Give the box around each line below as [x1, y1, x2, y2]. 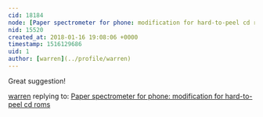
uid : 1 [8, 48, 30, 55]
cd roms [23, 99, 51, 109]
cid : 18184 [8, 11, 44, 19]
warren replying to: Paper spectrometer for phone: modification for [8, 91, 224, 101]
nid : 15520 [8, 26, 44, 34]
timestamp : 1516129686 [8, 41, 82, 48]
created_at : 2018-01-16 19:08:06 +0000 [8, 33, 139, 41]
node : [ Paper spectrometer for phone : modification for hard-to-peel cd [8, 19, 250, 27]
